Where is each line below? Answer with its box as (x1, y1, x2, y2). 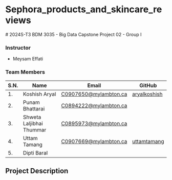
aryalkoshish (132, 91, 163, 98)
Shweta (23, 114, 41, 121)
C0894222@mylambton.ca (61, 102, 127, 109)
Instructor (5, 44, 31, 51)
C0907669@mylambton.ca (61, 138, 127, 145)
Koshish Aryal (23, 91, 56, 98)
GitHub (139, 82, 157, 89)
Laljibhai (23, 120, 44, 127)
